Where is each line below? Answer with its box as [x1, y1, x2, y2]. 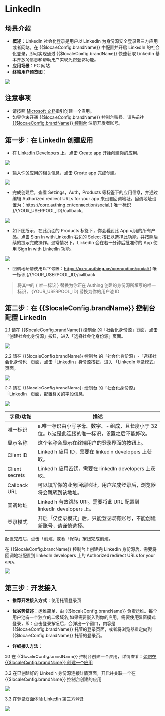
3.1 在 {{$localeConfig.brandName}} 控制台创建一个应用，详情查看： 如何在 [5, 654, 157, 659]
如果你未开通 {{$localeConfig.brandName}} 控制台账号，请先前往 [12, 114, 145, 120]
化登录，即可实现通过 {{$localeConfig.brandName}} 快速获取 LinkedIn [12, 51, 154, 56]
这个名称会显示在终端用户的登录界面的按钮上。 [37, 439, 146, 446]
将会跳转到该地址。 [37, 489, 82, 496]
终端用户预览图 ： [12, 69, 47, 75]
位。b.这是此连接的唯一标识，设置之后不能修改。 [37, 430, 151, 437]
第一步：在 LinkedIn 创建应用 [5, 136, 93, 145]
